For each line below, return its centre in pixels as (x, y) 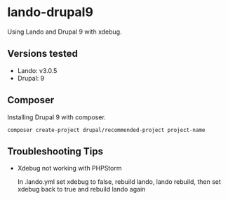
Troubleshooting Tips (55, 151)
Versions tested (43, 54)
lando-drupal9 (50, 12)
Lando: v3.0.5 (37, 70)
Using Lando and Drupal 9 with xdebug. (65, 32)
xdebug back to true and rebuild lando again (81, 189)
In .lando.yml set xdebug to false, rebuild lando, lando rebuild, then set (119, 182)
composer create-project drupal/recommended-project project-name (106, 130)
